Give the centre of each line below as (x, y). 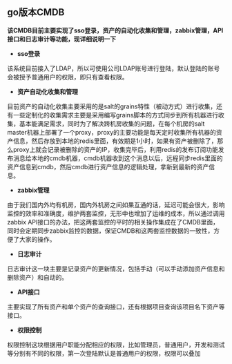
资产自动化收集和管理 (47, 91)
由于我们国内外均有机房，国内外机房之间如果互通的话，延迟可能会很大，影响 (116, 204)
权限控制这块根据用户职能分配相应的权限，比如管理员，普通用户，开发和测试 (116, 345)
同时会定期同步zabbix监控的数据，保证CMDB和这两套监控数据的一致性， (110, 231)
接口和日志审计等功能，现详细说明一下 (61, 39)
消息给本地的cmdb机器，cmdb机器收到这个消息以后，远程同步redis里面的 (118, 158)
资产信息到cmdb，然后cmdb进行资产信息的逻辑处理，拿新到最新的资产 (108, 166)
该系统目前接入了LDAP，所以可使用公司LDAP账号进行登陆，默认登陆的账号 (114, 68)
